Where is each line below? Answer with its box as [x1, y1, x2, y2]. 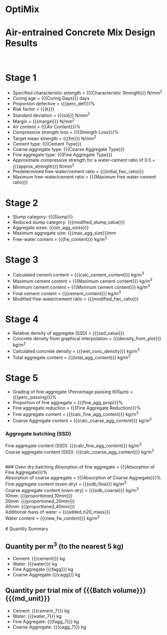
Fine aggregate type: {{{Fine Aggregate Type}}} [12, 151, 112, 158]
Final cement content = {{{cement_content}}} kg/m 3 [12, 289, 121, 296]
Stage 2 [5, 197, 38, 208]
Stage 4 [5, 313, 39, 325]
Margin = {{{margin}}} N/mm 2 [12, 118, 75, 125]
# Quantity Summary [5, 526, 49, 532]
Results [5, 38, 38, 49]
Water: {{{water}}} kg [12, 561, 57, 567]
